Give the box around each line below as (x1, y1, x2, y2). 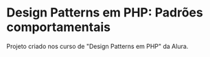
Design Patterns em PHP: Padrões (6, 5, 203, 21)
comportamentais (6, 19, 111, 35)
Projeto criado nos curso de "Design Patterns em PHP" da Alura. (6, 42, 189, 50)
